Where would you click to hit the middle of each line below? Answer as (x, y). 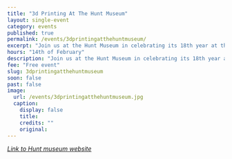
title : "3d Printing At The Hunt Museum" (68, 13)
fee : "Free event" (33, 65)
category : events (32, 26)
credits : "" (37, 123)
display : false (41, 110)
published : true (30, 33)
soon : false (24, 78)
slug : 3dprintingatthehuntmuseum (55, 71)
